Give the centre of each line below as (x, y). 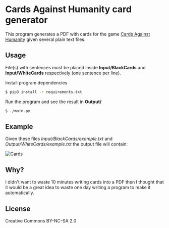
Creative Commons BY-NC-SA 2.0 (41, 220)
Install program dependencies (36, 82)
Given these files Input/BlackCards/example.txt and (59, 139)
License (18, 209)
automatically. (20, 193)
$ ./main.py (18, 111)
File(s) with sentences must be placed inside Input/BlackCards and (75, 67)
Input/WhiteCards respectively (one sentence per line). (63, 73)
